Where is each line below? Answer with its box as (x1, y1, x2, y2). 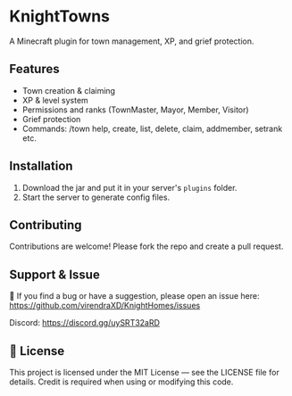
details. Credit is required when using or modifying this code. (9, 376, 234, 387)
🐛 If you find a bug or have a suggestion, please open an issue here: (9, 291, 261, 301)
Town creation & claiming (21, 85, 116, 95)
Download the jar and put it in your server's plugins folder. (21, 182, 238, 193)
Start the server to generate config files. (21, 192, 171, 202)
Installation (9, 159, 73, 174)
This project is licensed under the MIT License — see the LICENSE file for (9, 367, 279, 377)
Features (9, 62, 60, 77)
